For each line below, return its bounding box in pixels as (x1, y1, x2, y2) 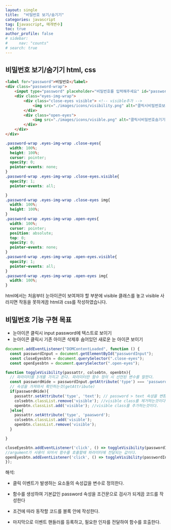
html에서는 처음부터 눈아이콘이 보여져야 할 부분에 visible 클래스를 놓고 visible (5, 293, 159, 299)
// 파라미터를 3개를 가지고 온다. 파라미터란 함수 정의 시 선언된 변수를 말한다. (10, 374, 154, 380)
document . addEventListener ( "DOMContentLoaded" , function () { (5, 346, 140, 351)
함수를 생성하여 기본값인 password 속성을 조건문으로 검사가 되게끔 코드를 (12, 491, 159, 497)
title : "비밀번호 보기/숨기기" (5, 12, 65, 17)
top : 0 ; (10, 235, 26, 240)
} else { (10, 408, 24, 413)
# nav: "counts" (5, 41, 49, 46)
